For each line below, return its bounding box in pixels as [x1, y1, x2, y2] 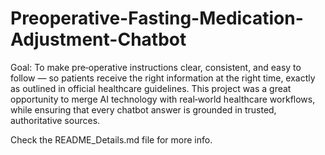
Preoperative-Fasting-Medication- [10, 7, 304, 30]
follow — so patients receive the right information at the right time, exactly [10, 72, 316, 84]
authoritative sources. [10, 114, 101, 126]
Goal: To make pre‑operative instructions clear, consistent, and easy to [10, 61, 302, 73]
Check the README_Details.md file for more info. [10, 133, 213, 146]
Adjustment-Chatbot [10, 28, 187, 51]
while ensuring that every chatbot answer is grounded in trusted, [10, 103, 277, 116]
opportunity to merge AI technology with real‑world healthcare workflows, [10, 93, 316, 105]
